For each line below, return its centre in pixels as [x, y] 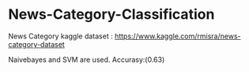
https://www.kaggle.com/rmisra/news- [177, 36]
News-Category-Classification [111, 14]
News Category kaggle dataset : [60, 36]
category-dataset [36, 44]
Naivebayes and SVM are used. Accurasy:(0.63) [87, 59]
